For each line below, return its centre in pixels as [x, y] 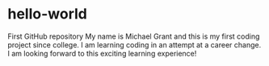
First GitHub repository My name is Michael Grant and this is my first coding [134, 36]
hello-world [48, 14]
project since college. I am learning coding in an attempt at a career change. [134, 44]
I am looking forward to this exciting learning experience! [102, 53]
